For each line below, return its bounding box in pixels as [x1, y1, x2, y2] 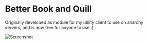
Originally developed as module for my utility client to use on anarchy [5, 19, 144, 25]
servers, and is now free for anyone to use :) [5, 24, 94, 30]
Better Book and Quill [5, 3, 92, 15]
